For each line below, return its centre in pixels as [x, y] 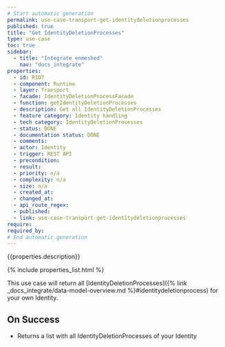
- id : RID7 [29, 77]
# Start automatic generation [51, 13]
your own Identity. [33, 298]
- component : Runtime [44, 84]
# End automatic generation [47, 237]
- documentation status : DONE [56, 135]
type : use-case [29, 39]
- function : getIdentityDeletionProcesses [75, 103]
